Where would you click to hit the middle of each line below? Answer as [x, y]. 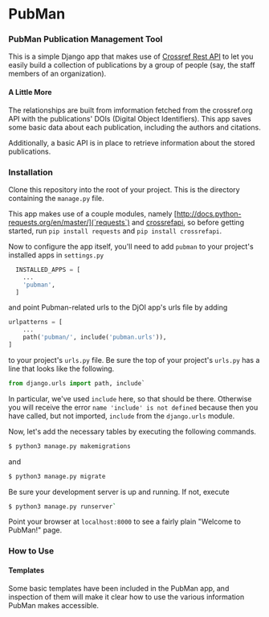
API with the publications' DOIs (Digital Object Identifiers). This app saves [130, 118]
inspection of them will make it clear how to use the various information [126, 597]
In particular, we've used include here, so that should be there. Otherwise [130, 398]
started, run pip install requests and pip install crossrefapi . [115, 231]
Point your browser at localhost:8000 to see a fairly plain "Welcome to [124, 522]
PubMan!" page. [35, 530]
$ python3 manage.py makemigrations [69, 446]
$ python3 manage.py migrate [57, 476]
